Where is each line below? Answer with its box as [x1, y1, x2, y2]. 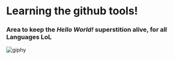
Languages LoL [6, 33, 52, 41]
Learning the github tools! [6, 4, 138, 18]
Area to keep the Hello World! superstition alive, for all [6, 26, 167, 34]
